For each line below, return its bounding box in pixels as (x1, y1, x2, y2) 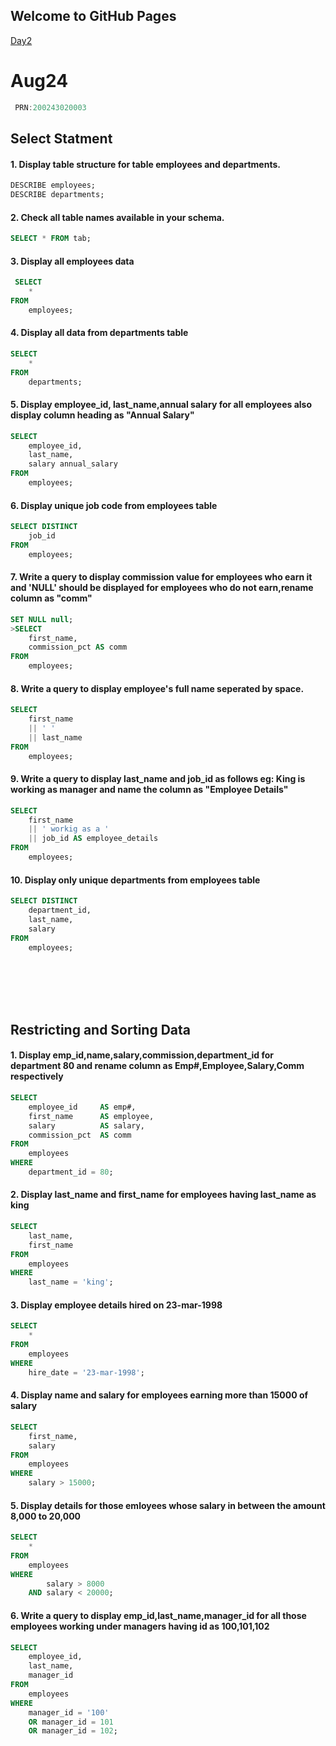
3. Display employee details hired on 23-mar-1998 (10, 1299, 223, 1311)
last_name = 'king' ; (28, 1277, 114, 1288)
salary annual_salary (28, 459, 118, 469)
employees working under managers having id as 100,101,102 (10, 1620, 270, 1632)
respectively (10, 1070, 64, 1083)
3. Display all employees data (10, 255, 135, 267)
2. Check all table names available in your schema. (10, 211, 225, 223)
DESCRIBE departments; (10, 190, 105, 200)
